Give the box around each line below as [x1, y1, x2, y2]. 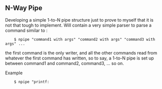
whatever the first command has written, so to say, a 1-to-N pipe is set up [5, 55, 154, 61]
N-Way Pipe [5, 4, 43, 12]
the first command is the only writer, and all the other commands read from [5, 50, 158, 56]
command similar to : [5, 27, 48, 33]
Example [5, 70, 23, 76]
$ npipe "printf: [14, 79, 50, 84]
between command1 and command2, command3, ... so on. [5, 60, 124, 66]
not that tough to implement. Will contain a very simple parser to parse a [5, 22, 152, 28]
